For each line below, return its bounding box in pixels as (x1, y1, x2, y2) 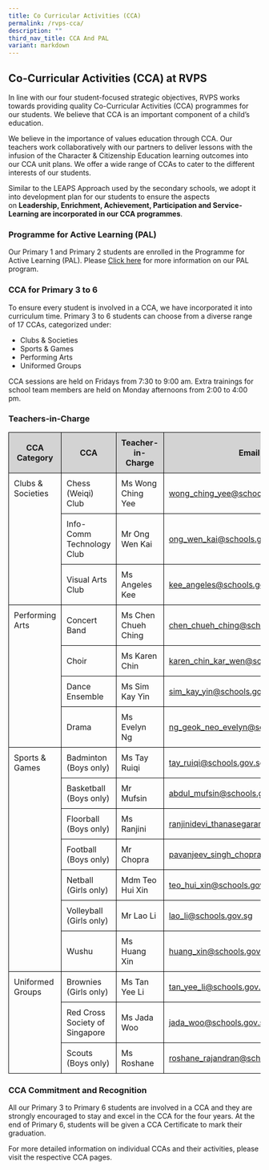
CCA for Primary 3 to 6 (8, 284, 98, 295)
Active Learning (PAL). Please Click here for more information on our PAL (8, 256, 250, 266)
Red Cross (66, 1006, 106, 1018)
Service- (212, 200, 243, 209)
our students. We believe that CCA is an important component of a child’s (8, 109, 251, 119)
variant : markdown (8, 42, 70, 50)
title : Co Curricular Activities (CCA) (8, 11, 142, 20)
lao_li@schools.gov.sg (168, 910, 253, 921)
